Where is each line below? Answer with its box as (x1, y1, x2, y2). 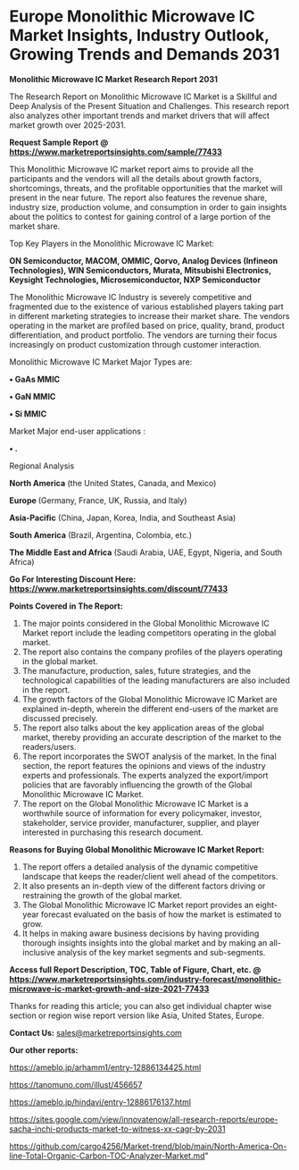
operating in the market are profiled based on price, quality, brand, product (9, 320, 286, 331)
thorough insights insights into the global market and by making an (21, 937, 268, 948)
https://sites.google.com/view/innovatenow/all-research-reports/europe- (9, 1114, 278, 1124)
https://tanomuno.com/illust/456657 (9, 1079, 143, 1090)
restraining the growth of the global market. (21, 889, 183, 900)
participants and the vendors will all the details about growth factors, (9, 173, 262, 184)
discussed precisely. (21, 712, 98, 723)
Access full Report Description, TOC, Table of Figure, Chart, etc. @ (9, 964, 262, 975)
